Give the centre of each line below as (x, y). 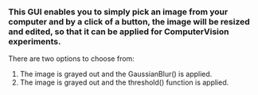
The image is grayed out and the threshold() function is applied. (124, 82)
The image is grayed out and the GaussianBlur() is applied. (116, 74)
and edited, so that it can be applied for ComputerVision (119, 32)
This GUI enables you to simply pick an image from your (118, 12)
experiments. (35, 41)
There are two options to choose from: (72, 59)
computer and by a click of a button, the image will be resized (129, 21)
